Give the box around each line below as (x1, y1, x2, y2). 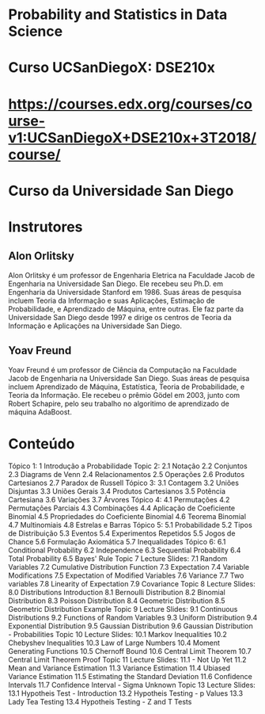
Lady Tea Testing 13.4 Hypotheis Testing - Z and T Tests (8, 697, 192, 706)
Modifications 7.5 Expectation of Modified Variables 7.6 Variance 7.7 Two (8, 571, 244, 580)
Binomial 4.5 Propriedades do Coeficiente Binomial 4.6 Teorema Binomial (8, 511, 247, 521)
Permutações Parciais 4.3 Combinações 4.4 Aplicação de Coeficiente (8, 503, 236, 513)
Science (8, 22, 63, 40)
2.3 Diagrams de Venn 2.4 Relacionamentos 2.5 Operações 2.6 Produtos (8, 469, 245, 479)
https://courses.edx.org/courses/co (8, 95, 253, 113)
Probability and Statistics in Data (8, 6, 228, 24)
